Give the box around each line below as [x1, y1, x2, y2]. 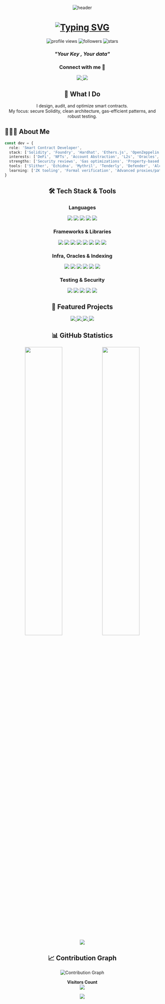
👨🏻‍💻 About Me [4, 128, 50, 136]
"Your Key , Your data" [54, 50, 110, 57]
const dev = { [4, 140, 34, 145]
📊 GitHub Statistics [51, 331, 113, 339]
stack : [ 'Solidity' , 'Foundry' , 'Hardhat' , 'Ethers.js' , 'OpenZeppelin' [9, 150, 162, 155]
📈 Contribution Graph [48, 954, 117, 963]
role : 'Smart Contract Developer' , [9, 145, 82, 150]
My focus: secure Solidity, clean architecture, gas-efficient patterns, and [8, 108, 156, 114]
